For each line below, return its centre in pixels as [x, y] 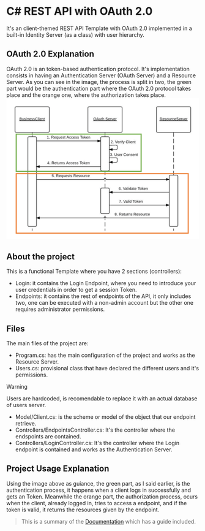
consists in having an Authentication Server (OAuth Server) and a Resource [101, 75]
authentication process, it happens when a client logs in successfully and [99, 490]
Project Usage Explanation [58, 469]
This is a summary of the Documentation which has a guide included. [108, 521]
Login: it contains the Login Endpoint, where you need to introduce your [106, 283]
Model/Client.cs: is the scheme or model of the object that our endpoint [105, 417]
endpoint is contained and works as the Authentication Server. [94, 449]
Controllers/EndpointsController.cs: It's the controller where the [95, 430]
